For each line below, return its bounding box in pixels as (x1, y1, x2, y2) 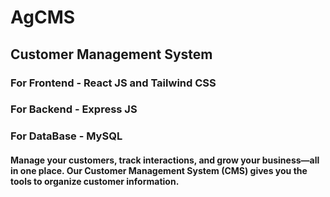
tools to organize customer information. (10, 175, 180, 187)
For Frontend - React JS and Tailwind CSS (10, 76, 217, 90)
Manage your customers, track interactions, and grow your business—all (10, 154, 320, 166)
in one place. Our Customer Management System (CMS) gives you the (10, 164, 308, 176)
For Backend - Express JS (10, 102, 138, 116)
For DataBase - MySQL (10, 129, 123, 143)
